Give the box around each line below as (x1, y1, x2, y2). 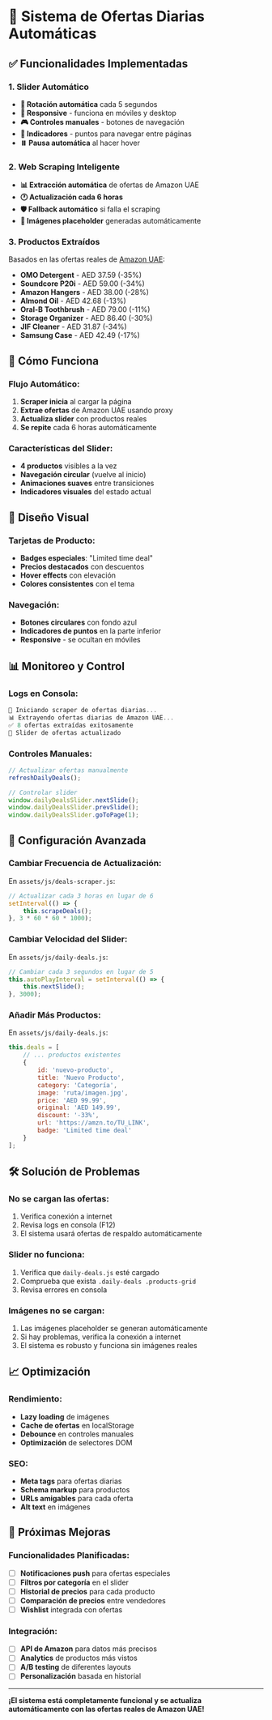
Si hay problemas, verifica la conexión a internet (19, 1332, 181, 1342)
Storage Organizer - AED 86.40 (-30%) (19, 314, 153, 323)
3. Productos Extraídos (8, 237, 100, 248)
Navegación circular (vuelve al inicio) (19, 470, 147, 480)
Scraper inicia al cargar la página (19, 397, 132, 407)
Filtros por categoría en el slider (19, 1577, 130, 1587)
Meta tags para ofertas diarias (19, 1476, 122, 1486)
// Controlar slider (8, 788, 79, 796)
